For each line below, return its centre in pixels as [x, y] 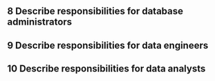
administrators [40, 22]
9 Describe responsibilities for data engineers [108, 45]
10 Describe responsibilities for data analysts [106, 69]
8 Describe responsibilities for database [95, 11]
